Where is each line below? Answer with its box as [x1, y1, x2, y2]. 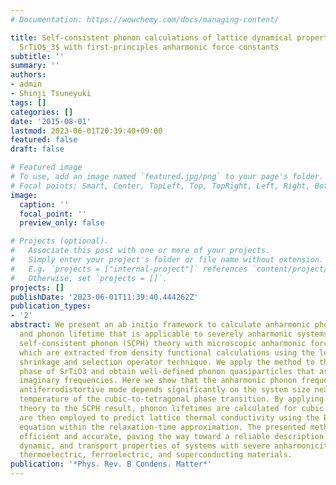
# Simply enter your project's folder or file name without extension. [10, 255, 325, 265]
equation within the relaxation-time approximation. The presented [19, 422, 307, 432]
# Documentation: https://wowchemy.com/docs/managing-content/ [10, 14, 280, 25]
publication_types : [10, 301, 92, 311]
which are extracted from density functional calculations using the [19, 347, 315, 358]
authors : [10, 70, 47, 80]
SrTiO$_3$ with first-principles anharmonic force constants [19, 42, 280, 52]
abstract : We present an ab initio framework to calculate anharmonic [10, 320, 311, 330]
